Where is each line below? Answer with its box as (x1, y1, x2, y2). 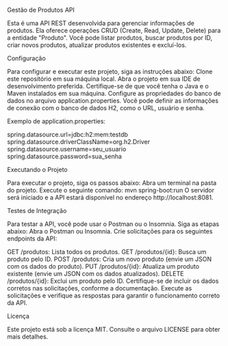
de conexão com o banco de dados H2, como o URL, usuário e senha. (7, 104, 205, 112)
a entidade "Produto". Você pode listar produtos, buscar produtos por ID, (7, 34, 212, 42)
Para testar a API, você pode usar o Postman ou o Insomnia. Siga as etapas (7, 220, 220, 228)
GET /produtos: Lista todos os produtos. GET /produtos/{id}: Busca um (7, 248, 207, 256)
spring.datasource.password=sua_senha (7, 152, 122, 160)
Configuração (7, 54, 46, 62)
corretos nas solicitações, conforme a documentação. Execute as (7, 284, 192, 292)
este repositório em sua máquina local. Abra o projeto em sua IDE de (7, 75, 201, 83)
